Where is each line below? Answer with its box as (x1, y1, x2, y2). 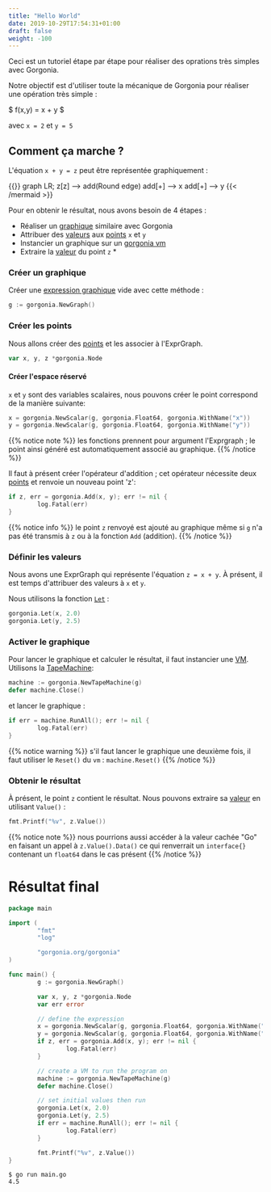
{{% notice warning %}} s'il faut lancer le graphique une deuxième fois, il (8, 746, 252, 756)
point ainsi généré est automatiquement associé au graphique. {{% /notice (8, 444, 256, 454)
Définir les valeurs (8, 551, 82, 562)
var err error (37, 1000, 85, 1009)
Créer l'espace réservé (8, 372, 87, 381)
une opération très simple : (8, 90, 98, 99)
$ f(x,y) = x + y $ (8, 105, 65, 115)
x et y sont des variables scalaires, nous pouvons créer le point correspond (8, 390, 258, 399)
